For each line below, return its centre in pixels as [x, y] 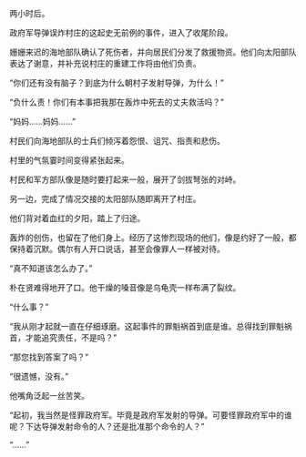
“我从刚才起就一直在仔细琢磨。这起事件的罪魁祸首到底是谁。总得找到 [139, 326]
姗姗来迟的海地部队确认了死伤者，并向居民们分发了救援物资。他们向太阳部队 [153, 52]
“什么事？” [29, 307]
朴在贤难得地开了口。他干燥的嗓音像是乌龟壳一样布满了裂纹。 [125, 288]
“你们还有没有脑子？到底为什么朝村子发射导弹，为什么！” [117, 83]
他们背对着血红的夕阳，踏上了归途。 [77, 218]
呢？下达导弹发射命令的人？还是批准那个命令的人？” [107, 427]
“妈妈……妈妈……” [42, 122]
